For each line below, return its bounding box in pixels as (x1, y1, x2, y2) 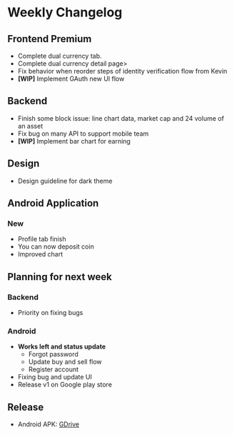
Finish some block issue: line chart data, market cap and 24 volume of (17, 114, 225, 122)
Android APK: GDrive (17, 420, 80, 429)
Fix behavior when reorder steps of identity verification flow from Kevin (17, 67, 228, 75)
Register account (28, 365, 79, 374)
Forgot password (28, 350, 78, 359)
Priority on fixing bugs (17, 309, 83, 316)
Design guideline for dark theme (17, 176, 113, 185)
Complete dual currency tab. (17, 51, 102, 60)
